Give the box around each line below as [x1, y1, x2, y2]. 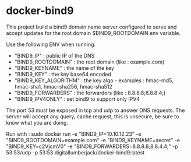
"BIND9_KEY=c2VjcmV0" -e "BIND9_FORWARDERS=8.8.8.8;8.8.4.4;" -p [6, 143, 179, 150]
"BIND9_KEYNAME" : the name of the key [14, 64, 115, 71]
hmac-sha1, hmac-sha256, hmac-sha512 [14, 83, 112, 90]
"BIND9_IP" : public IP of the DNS [14, 52, 95, 59]
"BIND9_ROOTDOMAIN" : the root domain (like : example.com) [14, 58, 165, 65]
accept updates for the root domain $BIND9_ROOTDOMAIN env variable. [6, 29, 181, 36]
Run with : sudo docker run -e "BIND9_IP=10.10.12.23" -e [6, 130, 142, 138]
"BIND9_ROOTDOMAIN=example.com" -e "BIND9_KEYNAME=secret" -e [6, 136, 181, 143]
